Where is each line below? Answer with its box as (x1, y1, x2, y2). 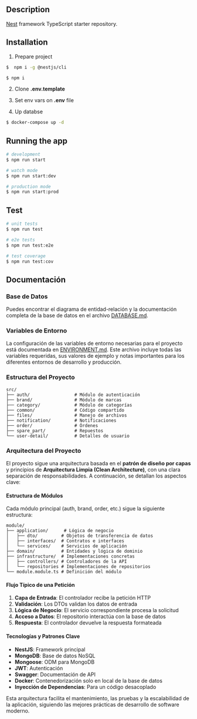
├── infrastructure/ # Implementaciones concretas (6, 553, 135, 560)
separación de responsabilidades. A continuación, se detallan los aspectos (6, 472, 186, 479)
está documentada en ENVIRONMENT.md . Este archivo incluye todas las (6, 346, 182, 353)
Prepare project (14, 53, 53, 60)
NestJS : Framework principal (14, 646, 86, 653)
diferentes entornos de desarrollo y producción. (6, 358, 122, 366)
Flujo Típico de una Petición (6, 581, 75, 588)
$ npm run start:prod (6, 189, 59, 195)
